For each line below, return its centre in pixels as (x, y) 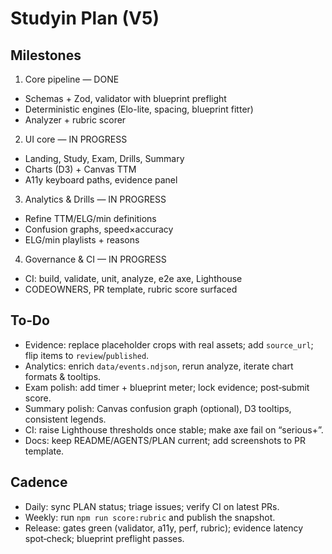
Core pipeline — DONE (72, 79)
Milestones (46, 55)
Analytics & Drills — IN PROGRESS (95, 199)
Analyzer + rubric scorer (75, 120)
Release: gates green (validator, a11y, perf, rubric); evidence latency (164, 528)
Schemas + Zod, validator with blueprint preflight (125, 98)
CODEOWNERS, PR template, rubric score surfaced (131, 289)
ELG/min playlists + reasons (82, 240)
